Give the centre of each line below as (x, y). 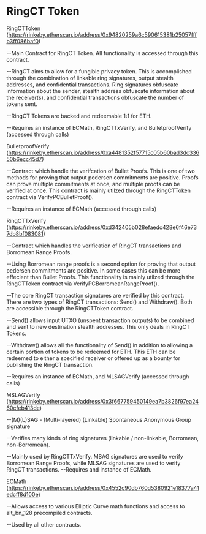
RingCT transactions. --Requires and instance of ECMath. (79, 469)
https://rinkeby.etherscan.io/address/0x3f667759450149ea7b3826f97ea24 (104, 401)
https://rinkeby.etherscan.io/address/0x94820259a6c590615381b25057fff (103, 34)
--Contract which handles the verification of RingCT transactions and (94, 246)
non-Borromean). (28, 445)
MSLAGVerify (23, 395)
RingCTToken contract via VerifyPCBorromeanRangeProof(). (83, 284)
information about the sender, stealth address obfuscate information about (101, 91)
